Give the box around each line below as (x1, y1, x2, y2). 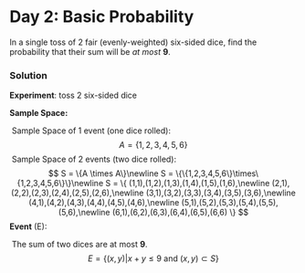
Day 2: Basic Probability (9, 6, 195, 27)
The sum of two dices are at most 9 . (11, 239, 148, 250)
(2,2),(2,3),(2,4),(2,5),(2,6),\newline (10, 187, 144, 198)
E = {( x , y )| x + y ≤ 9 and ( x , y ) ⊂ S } (88, 253, 219, 264)
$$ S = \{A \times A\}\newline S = (48, 168, 174, 179)
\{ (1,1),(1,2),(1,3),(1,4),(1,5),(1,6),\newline (120, 178, 270, 189)
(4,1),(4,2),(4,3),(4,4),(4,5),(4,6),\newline (28, 197, 180, 208)
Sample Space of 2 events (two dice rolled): (11, 153, 177, 165)
